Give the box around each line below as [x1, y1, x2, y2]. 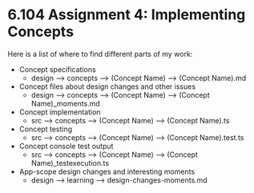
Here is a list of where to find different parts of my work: [7, 49, 193, 58]
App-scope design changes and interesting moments [18, 167, 196, 176]
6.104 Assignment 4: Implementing [7, 6, 246, 24]
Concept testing [18, 124, 73, 134]
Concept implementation [18, 107, 101, 117]
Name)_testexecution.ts [30, 158, 110, 167]
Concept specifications [18, 64, 97, 74]
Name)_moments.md [30, 99, 101, 108]
